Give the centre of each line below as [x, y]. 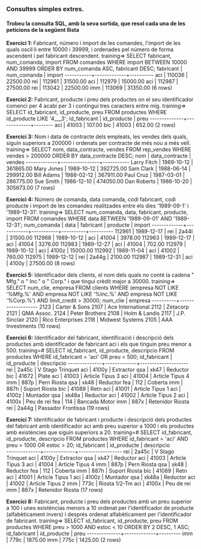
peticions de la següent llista [43, 29]
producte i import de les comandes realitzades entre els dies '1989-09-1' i [97, 206]
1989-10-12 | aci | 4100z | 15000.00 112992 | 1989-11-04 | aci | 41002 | [93, 251]
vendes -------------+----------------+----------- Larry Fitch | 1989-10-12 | [100, 162]
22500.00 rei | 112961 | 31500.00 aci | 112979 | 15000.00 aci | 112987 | [92, 81]
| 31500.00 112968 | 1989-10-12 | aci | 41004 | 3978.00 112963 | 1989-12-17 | [100, 238]
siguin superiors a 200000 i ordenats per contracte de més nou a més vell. [98, 143]
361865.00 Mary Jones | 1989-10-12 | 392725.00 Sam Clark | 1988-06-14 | [98, 169]
